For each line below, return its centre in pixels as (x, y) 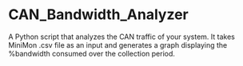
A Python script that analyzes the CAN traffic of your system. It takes (122, 37)
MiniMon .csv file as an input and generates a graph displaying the (118, 45)
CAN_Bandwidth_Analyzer (99, 15)
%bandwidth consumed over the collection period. (92, 53)
